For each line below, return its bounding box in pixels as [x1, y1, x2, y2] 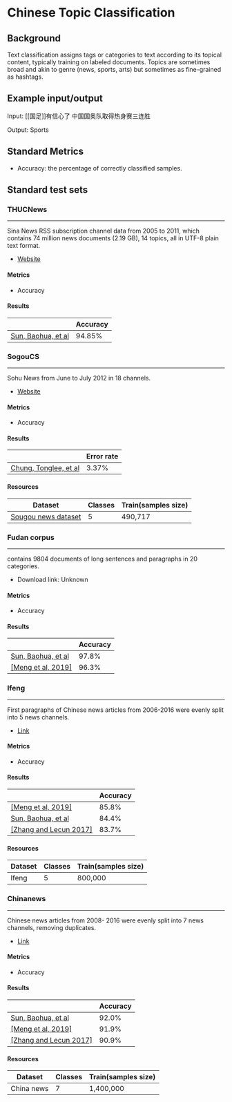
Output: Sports [7, 126, 50, 134]
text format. [7, 242, 41, 250]
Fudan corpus [7, 532, 55, 542]
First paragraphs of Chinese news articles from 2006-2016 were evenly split [7, 706, 224, 714]
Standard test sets [7, 184, 88, 196]
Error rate [86, 452, 119, 461]
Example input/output [7, 93, 104, 104]
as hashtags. [7, 72, 43, 81]
